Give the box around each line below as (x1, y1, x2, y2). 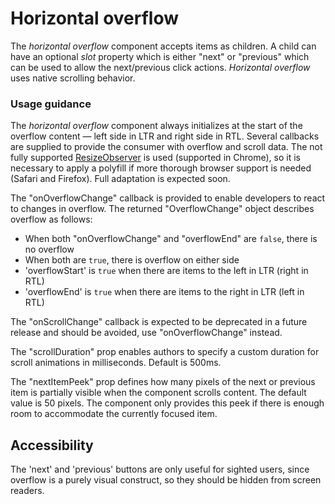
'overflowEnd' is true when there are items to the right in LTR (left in (24, 286, 305, 298)
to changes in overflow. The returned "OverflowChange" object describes (10, 203, 315, 215)
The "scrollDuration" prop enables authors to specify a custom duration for (10, 346, 320, 358)
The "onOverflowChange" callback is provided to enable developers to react (10, 192, 326, 204)
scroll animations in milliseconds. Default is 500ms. (10, 357, 222, 369)
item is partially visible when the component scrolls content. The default (10, 387, 307, 399)
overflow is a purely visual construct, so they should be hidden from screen (10, 474, 322, 486)
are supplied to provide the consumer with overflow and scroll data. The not (10, 141, 323, 153)
